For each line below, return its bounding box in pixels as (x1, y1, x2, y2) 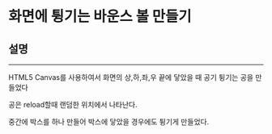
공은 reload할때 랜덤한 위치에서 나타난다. (8, 100, 138, 109)
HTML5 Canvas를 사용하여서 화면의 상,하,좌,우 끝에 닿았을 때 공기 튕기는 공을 (8, 73, 253, 82)
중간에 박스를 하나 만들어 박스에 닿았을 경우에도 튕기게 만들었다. (8, 117, 210, 126)
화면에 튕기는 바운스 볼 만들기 (8, 7, 192, 26)
